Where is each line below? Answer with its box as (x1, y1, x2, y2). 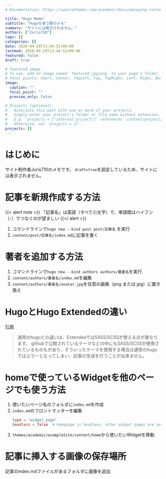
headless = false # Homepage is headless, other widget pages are (12, 422, 155, 427)
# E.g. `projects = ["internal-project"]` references (5, 117, 123, 122)
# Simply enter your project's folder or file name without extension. (5, 112, 161, 117)
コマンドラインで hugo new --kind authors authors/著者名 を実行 (12, 268, 142, 274)
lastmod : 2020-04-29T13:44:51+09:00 (5, 48, 81, 53)
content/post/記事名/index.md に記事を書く (12, 232, 98, 238)
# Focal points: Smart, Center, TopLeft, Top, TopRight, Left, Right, (5, 76, 154, 81)
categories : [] (5, 39, 37, 45)
